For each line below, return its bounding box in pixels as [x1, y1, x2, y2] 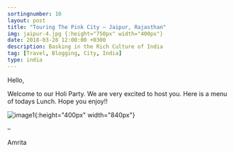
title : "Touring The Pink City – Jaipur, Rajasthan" [7, 23, 167, 30]
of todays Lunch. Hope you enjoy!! [7, 97, 108, 105]
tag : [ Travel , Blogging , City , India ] [7, 50, 122, 57]
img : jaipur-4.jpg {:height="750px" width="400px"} [7, 30, 163, 37]
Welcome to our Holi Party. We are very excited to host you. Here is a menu [7, 89, 228, 98]
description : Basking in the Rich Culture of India [7, 43, 163, 50]
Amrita [7, 138, 27, 146]
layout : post [7, 17, 46, 24]
